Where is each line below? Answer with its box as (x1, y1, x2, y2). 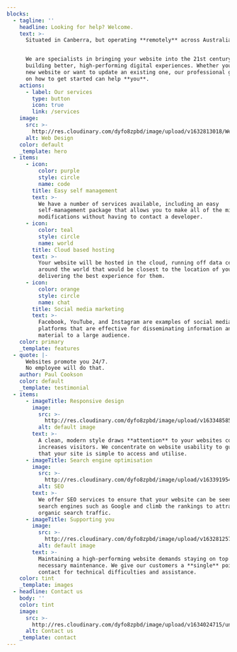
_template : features (19, 344, 80, 352)
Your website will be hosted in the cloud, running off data (37, 260, 222, 267)
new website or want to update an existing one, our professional (25, 69, 226, 76)
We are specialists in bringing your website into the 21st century (25, 56, 232, 63)
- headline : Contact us (13, 588, 83, 595)
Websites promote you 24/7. (25, 358, 109, 365)
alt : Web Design (25, 134, 74, 141)
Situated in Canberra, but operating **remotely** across (25, 37, 200, 44)
